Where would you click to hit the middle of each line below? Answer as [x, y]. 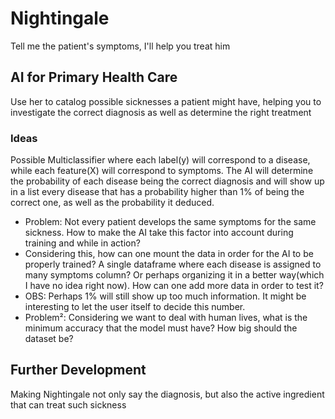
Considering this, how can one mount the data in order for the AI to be [169, 254]
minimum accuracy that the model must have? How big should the [161, 328]
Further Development [78, 370]
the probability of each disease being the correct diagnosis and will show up [167, 181]
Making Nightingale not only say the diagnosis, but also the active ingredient [167, 394]
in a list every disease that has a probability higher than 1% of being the [157, 192]
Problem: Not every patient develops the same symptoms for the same [170, 222]
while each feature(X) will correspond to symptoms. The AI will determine [162, 171]
